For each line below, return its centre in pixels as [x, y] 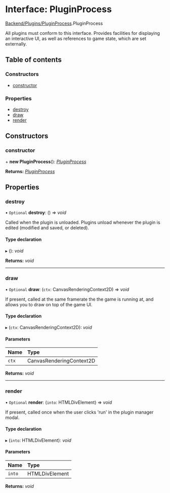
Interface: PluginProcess [59, 9]
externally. [16, 44]
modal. [12, 417]
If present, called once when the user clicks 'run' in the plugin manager [79, 412]
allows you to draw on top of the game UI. [49, 304]
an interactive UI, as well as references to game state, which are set [76, 38]
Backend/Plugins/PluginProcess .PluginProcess [54, 23]
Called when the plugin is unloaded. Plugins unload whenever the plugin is [83, 222]
